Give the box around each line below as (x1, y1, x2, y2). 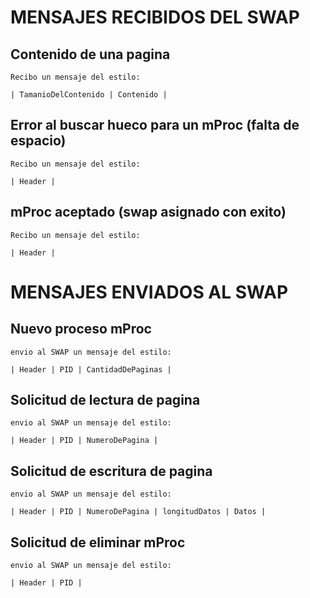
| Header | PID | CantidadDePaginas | (10, 364, 172, 375)
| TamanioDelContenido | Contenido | (10, 90, 168, 100)
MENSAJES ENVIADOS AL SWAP (10, 281, 289, 303)
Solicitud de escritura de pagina (10, 462, 213, 480)
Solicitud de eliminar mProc (10, 534, 186, 551)
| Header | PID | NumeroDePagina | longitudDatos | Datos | (10, 507, 267, 517)
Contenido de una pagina (10, 46, 171, 63)
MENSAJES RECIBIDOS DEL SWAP (10, 6, 300, 29)
